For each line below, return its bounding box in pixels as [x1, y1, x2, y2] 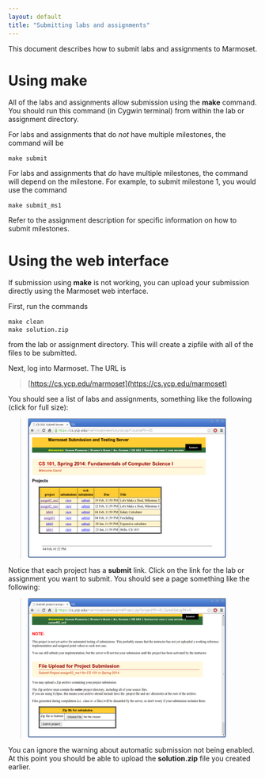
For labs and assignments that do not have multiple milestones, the [8, 130, 226, 139]
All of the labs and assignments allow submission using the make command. [8, 97, 257, 107]
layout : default [8, 13, 62, 21]
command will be [8, 139, 64, 148]
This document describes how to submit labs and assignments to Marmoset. [8, 44, 258, 53]
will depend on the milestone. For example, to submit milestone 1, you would [8, 177, 256, 186]
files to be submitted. [8, 349, 78, 358]
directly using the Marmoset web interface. [8, 286, 149, 296]
